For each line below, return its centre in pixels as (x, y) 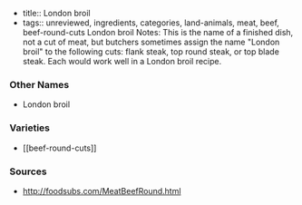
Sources (28, 171)
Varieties (29, 128)
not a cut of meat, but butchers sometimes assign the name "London (151, 42)
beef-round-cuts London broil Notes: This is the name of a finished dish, (158, 32)
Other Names (39, 84)
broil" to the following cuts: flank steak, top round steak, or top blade (151, 52)
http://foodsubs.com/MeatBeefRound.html (102, 190)
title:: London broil (56, 13)
